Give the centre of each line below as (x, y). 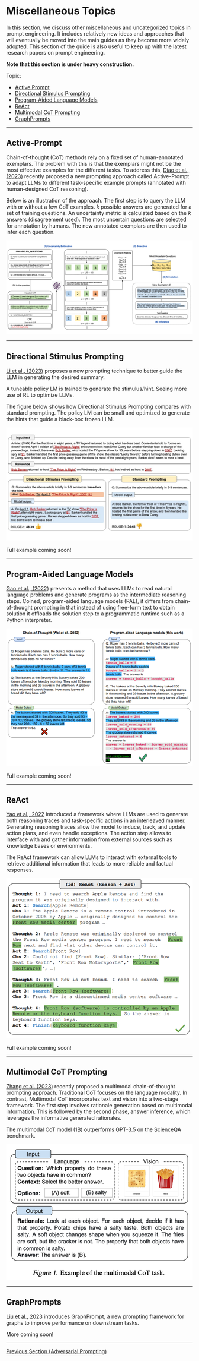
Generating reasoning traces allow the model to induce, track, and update (96, 827)
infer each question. (31, 232)
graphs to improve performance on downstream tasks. (73, 1322)
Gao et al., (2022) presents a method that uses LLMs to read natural (89, 589)
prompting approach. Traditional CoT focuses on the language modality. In (97, 1092)
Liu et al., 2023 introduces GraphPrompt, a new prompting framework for (95, 1316)
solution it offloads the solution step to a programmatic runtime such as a (95, 614)
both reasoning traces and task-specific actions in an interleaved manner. (96, 820)
